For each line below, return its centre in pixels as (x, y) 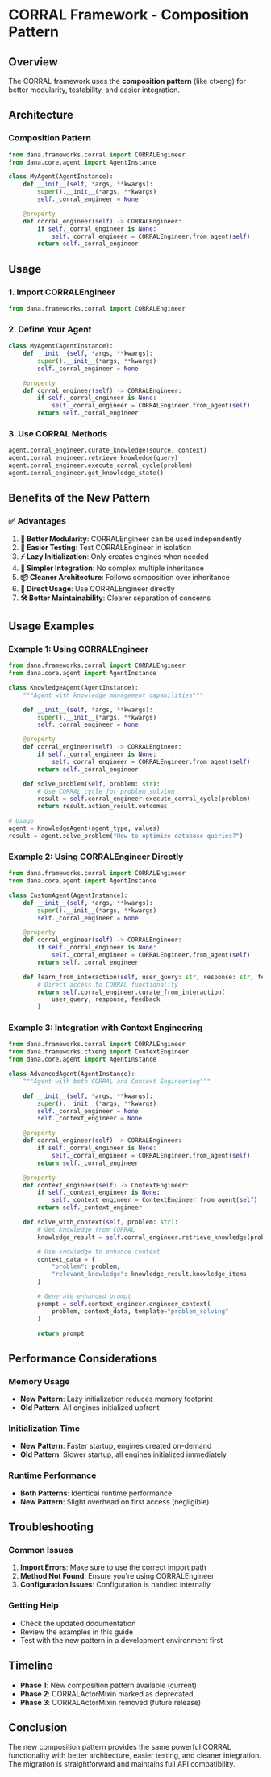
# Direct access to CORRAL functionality (108, 984)
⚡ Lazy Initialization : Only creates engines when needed (114, 556)
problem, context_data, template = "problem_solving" (140, 1311)
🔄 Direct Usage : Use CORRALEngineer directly (97, 588)
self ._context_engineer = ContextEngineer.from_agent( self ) (154, 1200)
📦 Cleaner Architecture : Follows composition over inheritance (125, 577)
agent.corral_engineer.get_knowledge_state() (86, 473)
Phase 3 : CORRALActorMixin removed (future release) (110, 1702)
